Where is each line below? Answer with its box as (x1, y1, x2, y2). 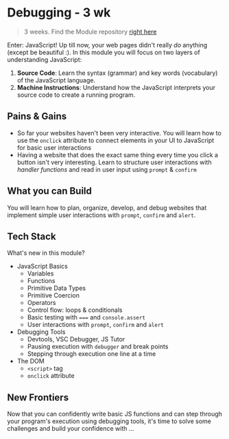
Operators (27, 299, 56, 307)
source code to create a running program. (16, 91, 136, 99)
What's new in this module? (7, 249, 86, 257)
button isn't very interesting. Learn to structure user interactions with (16, 158, 212, 166)
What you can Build (7, 185, 93, 197)
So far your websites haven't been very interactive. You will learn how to (16, 128, 221, 137)
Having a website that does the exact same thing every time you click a (16, 150, 218, 159)
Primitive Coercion (27, 291, 80, 300)
